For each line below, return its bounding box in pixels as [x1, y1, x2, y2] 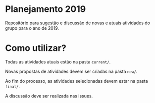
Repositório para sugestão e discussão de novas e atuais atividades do [5, 20, 150, 26]
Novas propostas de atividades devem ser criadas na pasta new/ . [5, 68, 138, 74]
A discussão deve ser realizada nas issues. [5, 93, 93, 99]
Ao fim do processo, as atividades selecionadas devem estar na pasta [5, 78, 148, 84]
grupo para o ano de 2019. [5, 25, 59, 31]
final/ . [5, 83, 20, 89]
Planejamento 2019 [5, 3, 86, 15]
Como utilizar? [5, 43, 67, 54]
